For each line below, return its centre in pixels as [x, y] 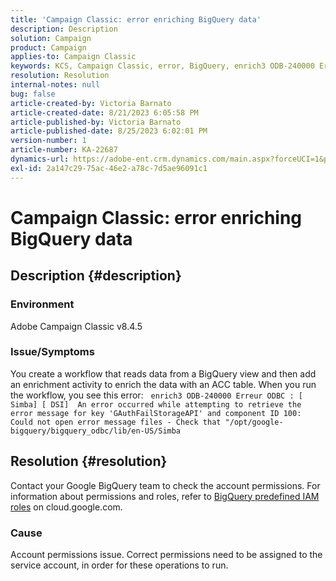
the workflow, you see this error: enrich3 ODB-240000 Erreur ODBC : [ [156, 395]
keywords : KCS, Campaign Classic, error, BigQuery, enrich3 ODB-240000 [162, 66]
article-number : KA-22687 [64, 150]
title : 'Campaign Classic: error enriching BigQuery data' [136, 19]
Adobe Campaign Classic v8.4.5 [76, 326]
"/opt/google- [254, 422]
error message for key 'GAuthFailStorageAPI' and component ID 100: [156, 413]
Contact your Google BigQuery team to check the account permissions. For [165, 485]
